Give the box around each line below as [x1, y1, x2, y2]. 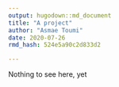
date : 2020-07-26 [8, 33, 66, 42]
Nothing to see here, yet [8, 70, 87, 79]
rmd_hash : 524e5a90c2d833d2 [8, 41, 102, 49]
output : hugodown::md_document [8, 11, 112, 20]
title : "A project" [8, 19, 73, 27]
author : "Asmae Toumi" [8, 26, 83, 34]
